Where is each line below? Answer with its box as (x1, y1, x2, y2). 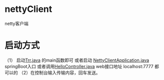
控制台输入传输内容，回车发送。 (34, 70, 101, 76)
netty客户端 (4, 20, 28, 26)
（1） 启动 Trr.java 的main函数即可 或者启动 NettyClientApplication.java (4, 57, 150, 63)
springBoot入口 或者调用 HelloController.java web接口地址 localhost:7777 (4, 63, 154, 69)
